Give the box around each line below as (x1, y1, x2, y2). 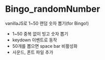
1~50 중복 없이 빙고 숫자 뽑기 (12, 30, 69, 36)
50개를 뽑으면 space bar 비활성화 (12, 43, 78, 49)
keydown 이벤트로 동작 (12, 37, 58, 43)
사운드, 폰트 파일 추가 (12, 49, 53, 55)
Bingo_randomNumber (5, 3, 100, 15)
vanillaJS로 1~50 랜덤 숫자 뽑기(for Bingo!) (5, 20, 89, 26)
